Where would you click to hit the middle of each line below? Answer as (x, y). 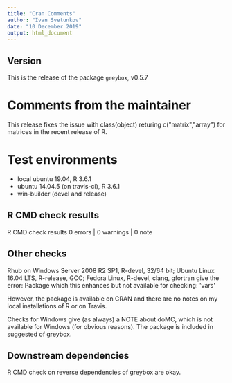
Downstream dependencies (68, 356)
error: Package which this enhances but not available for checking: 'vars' (111, 285)
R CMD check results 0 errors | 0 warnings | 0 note (80, 232)
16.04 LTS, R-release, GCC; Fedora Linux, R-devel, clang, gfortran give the (113, 278)
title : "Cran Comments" (42, 13)
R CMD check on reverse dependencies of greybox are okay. (94, 372)
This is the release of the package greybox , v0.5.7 (78, 77)
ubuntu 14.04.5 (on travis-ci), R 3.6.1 (68, 186)
